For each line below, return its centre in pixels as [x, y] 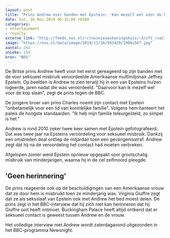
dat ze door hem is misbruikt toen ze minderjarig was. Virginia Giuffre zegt [83, 193]
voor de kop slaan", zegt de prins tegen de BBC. [55, 93]
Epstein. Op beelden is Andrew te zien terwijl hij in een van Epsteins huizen [83, 82]
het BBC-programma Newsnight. [39, 230]
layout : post [19, 10]
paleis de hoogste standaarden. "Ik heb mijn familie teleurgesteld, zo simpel [84, 113]
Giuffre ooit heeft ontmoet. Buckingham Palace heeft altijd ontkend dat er [81, 210]
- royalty [16, 33]
